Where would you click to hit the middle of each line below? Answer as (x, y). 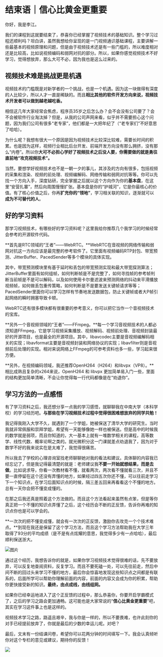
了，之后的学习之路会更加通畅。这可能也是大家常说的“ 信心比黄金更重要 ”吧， (81, 601)
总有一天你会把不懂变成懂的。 (35, 488)
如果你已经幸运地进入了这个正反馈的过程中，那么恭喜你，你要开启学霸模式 (79, 595)
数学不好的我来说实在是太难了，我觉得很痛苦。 (52, 448)
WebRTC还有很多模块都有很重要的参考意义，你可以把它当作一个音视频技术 (80, 308)
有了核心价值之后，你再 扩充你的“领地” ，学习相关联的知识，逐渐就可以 (84, 192)
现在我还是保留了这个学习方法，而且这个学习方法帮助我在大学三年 (88, 527)
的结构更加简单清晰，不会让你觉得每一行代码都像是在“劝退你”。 (69, 377)
